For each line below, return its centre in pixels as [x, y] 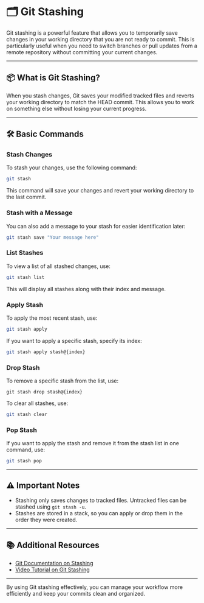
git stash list [25, 277]
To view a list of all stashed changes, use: [59, 266]
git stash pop [24, 461]
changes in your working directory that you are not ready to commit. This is [100, 39]
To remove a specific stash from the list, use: [63, 381]
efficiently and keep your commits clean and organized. [76, 593]
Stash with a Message [39, 213]
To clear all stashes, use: [37, 403]
